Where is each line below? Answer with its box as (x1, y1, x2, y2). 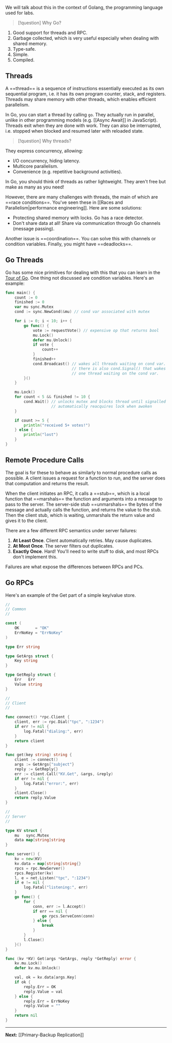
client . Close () (14, 790, 47, 796)
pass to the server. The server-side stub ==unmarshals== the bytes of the (5, 501, 162, 507)
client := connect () (14, 757, 58, 762)
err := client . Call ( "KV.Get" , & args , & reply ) (14, 771, 114, 777)
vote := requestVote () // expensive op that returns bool (32, 328, 159, 333)
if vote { (32, 342, 54, 347)
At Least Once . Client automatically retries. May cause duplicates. (12, 537, 153, 544)
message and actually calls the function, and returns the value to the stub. (5, 507, 162, 513)
